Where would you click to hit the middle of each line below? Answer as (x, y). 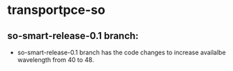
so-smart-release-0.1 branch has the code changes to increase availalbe (121, 52)
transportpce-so (57, 10)
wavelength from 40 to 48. (55, 60)
